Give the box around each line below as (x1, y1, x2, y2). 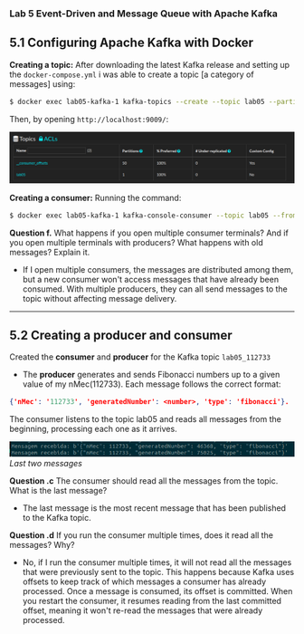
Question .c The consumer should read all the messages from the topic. (9, 475, 279, 486)
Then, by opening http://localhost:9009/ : (9, 113, 169, 124)
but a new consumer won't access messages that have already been (22, 274, 279, 284)
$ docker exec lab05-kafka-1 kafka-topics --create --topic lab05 (9, 97, 265, 106)
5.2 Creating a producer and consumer (9, 327, 233, 342)
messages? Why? (9, 540, 75, 551)
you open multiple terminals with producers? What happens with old (9, 236, 264, 247)
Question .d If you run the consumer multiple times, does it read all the (9, 530, 274, 541)
